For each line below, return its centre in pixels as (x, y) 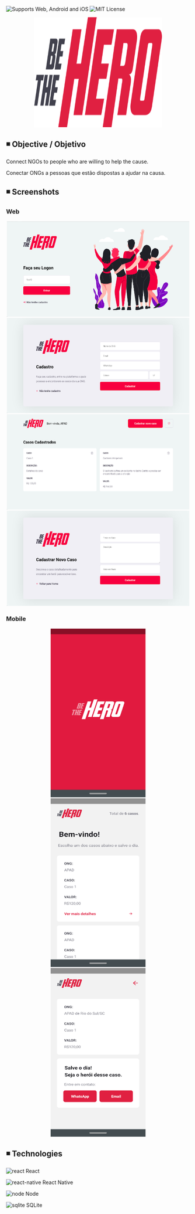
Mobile (16, 619)
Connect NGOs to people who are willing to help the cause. (77, 161)
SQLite (34, 1205)
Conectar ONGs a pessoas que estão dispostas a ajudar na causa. (86, 172)
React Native (58, 1182)
